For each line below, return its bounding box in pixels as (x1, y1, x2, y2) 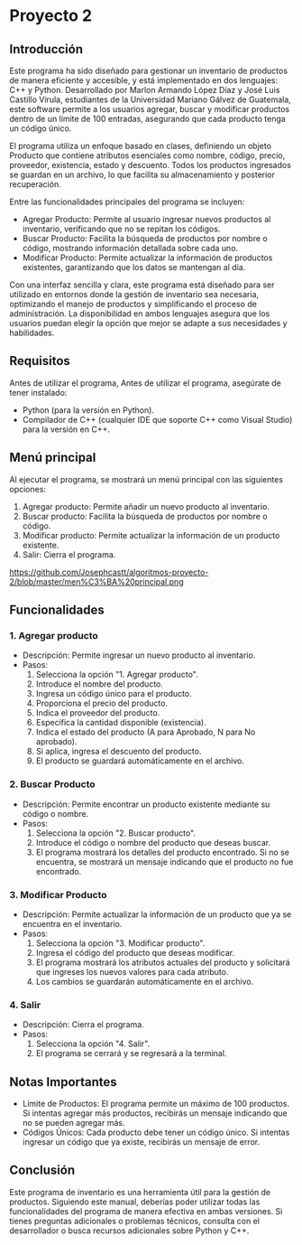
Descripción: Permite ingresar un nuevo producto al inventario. (22, 650, 256, 660)
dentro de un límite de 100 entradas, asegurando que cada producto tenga (9, 114, 286, 124)
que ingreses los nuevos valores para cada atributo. (35, 966, 229, 977)
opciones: (9, 483, 47, 494)
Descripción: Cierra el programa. (22, 1019, 144, 1030)
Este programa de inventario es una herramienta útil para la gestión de (9, 1186, 271, 1197)
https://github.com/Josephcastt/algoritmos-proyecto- (9, 566, 209, 577)
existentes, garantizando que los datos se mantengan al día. (22, 262, 246, 272)
